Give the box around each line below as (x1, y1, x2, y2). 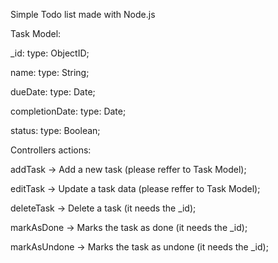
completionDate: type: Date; (10, 105, 127, 117)
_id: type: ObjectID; (10, 47, 90, 59)
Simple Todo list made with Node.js (10, 9, 156, 20)
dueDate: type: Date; (10, 86, 96, 98)
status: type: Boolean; (10, 125, 101, 136)
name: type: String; (10, 67, 90, 78)
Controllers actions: (10, 144, 92, 156)
